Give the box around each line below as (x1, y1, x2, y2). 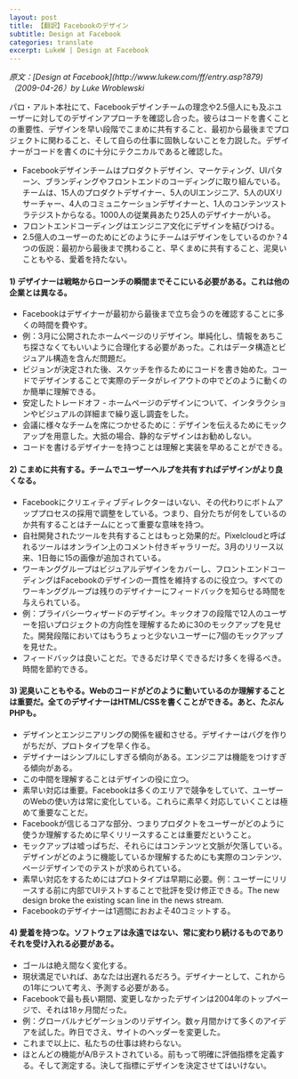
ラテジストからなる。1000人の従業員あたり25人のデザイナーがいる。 (21, 210, 276, 221)
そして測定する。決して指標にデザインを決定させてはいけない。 (37, 1059, 271, 1070)
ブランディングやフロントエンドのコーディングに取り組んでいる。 (44, 176, 286, 187)
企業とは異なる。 (9, 286, 72, 298)
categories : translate (9, 37, 93, 47)
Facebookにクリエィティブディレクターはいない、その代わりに (21, 496, 253, 507)
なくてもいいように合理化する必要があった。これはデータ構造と (45, 342, 279, 352)
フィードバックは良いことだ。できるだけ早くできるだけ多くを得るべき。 (21, 652, 286, 663)
